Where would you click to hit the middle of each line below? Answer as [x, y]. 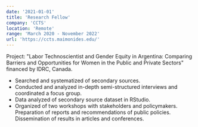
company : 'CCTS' [26, 23]
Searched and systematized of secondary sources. [78, 80]
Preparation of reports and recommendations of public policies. [93, 112]
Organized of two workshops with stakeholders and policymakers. [96, 106]
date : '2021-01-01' [30, 12]
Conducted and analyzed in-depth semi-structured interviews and [96, 87]
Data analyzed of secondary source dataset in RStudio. [83, 100]
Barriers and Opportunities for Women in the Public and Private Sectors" [95, 63]
